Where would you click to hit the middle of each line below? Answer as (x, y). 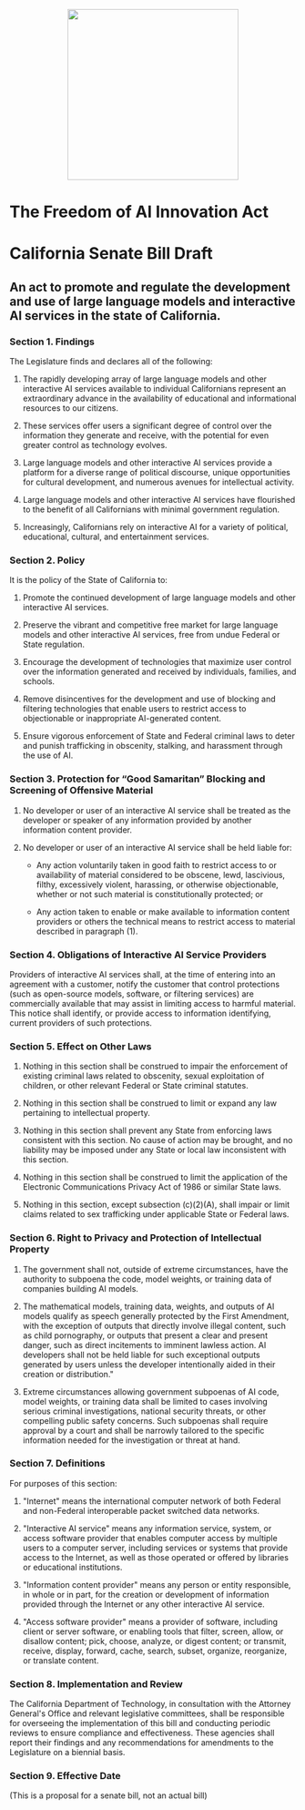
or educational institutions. (72, 1567)
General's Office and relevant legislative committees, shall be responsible (147, 1713)
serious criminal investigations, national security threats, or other (144, 1411)
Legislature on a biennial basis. (67, 1753)
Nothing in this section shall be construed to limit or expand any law (150, 1103)
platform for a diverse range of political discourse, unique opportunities (157, 473)
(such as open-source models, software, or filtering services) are (132, 994)
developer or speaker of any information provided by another (137, 820)
